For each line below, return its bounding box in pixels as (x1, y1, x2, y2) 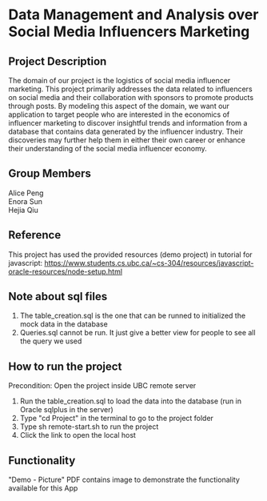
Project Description (8, 54, 107, 68)
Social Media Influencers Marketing (8, 22, 250, 41)
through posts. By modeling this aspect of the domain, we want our (8, 102, 230, 110)
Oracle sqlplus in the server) (19, 405, 114, 415)
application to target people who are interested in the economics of (8, 110, 230, 119)
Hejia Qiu (8, 205, 38, 214)
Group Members (8, 166, 92, 181)
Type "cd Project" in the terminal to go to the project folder (19, 414, 214, 423)
